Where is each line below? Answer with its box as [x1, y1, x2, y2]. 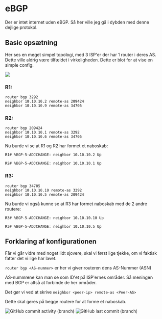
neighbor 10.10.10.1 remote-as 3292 [5, 130, 80, 135]
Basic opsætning [5, 39, 58, 47]
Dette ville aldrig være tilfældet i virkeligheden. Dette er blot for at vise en [5, 57, 153, 63]
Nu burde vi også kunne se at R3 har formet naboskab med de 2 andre [5, 201, 148, 207]
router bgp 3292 [5, 95, 38, 100]
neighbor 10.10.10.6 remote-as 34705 [5, 134, 82, 139]
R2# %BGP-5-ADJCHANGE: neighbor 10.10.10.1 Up [5, 161, 102, 166]
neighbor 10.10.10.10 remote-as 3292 [5, 187, 82, 193]
